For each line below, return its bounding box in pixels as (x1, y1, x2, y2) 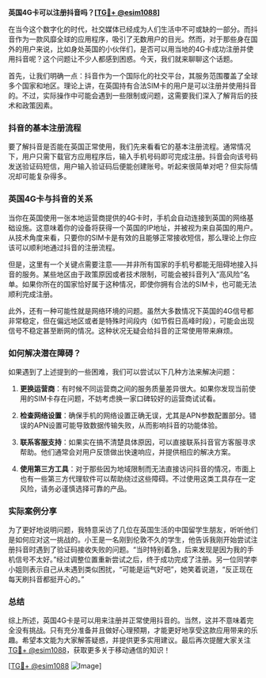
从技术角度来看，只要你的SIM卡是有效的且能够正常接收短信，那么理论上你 (8, 233, 250, 242)
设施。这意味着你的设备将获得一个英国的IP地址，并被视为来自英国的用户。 (14, 223, 257, 232)
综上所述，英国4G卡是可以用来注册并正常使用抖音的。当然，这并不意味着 (8, 615, 247, 625)
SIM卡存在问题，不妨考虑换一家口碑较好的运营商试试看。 (33, 394, 220, 403)
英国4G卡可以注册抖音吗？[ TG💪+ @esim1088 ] (8, 8, 161, 17)
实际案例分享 (8, 505, 58, 516)
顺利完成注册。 (8, 289, 57, 299)
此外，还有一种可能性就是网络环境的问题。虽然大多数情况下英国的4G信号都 (8, 306, 254, 315)
